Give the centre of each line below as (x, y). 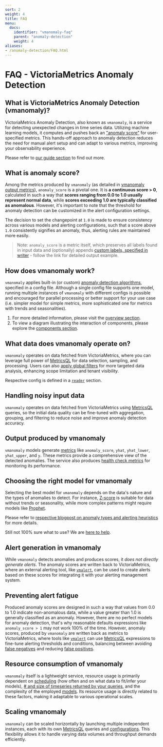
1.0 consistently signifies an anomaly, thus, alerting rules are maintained (77, 230)
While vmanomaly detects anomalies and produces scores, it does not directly (82, 560)
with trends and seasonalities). (36, 308)
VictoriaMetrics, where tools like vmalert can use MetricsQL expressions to (80, 638)
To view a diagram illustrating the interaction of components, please (80, 323)
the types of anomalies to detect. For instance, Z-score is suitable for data (79, 498)
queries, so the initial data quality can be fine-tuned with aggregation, (75, 412)
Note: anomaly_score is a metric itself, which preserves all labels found (87, 245)
